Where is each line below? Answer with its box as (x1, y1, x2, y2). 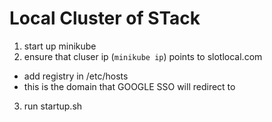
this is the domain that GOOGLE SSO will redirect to (23, 80, 236, 92)
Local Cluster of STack (9, 7, 201, 30)
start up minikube (23, 40, 97, 52)
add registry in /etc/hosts (23, 70, 129, 82)
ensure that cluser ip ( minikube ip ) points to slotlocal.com (23, 50, 263, 62)
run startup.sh (23, 100, 83, 112)
